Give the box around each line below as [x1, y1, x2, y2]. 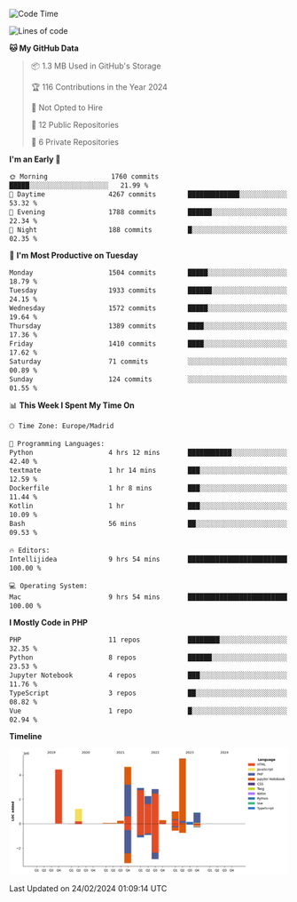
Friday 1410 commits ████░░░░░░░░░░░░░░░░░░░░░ [9, 339, 288, 348]
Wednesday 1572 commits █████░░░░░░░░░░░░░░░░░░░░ [9, 304, 288, 313]
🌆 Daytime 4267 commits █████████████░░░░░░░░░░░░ [9, 190, 288, 199]
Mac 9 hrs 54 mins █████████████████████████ [9, 593, 288, 602]
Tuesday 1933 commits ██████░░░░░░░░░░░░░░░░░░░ [9, 286, 288, 295]
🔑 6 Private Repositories [30, 137, 120, 147]
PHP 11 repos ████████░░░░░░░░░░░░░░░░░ [9, 635, 288, 644]
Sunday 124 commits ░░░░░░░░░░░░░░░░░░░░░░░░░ [9, 375, 288, 384]
